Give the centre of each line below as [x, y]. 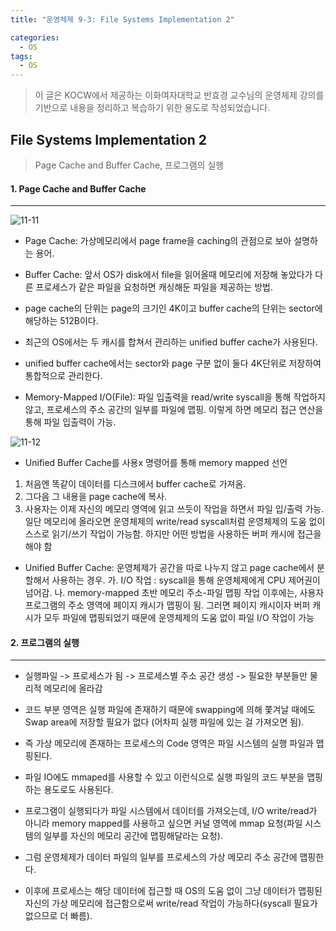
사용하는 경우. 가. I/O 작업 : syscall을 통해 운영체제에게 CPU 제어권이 [186, 580]
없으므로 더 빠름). [58, 916]
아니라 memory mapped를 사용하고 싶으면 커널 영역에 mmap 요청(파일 [163, 823]
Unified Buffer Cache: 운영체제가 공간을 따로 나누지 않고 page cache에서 [169, 568]
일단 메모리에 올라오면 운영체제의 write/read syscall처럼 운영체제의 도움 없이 [175, 522]
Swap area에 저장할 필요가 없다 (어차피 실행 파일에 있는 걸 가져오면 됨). [164, 722]
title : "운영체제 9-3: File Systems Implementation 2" [122, 19]
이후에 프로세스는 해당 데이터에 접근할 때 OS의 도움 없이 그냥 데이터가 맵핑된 [173, 891]
